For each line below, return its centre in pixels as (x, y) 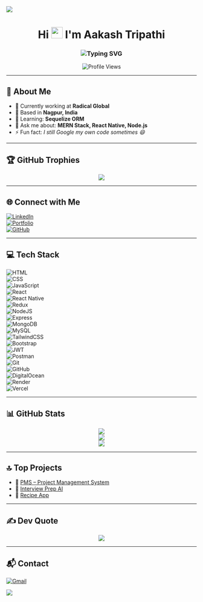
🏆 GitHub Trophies (43, 160)
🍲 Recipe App (32, 495)
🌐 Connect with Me (43, 202)
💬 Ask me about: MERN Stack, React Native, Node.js (81, 125)
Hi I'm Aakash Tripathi (101, 35)
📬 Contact (27, 564)
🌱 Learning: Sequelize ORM (50, 119)
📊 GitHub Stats (36, 414)
